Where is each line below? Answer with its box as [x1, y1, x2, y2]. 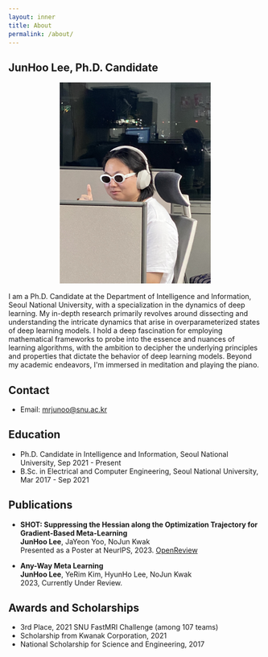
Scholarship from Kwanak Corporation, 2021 [19, 631, 167, 641]
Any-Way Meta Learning [19, 561, 104, 570]
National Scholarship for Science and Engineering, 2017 [19, 639, 205, 649]
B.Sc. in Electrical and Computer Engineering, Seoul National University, [19, 466, 259, 476]
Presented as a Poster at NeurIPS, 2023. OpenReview [19, 545, 199, 555]
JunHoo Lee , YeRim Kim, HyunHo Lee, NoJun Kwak [19, 569, 192, 579]
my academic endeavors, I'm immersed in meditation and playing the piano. [8, 360, 260, 370]
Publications [8, 499, 73, 512]
